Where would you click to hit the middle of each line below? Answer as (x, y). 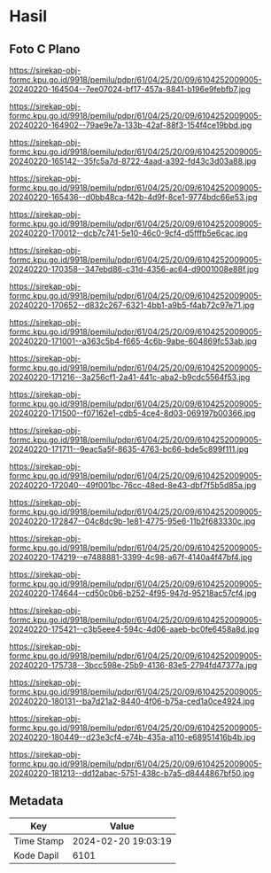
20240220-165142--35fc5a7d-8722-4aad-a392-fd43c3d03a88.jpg (133, 161)
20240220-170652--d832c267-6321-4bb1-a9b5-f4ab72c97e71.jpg (132, 305)
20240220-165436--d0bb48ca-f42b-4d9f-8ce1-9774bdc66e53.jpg (134, 197)
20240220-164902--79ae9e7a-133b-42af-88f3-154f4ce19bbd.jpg (131, 125)
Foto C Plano (45, 49)
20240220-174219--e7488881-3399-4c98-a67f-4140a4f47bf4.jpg (131, 557)
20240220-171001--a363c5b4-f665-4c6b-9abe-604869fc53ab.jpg (133, 341)
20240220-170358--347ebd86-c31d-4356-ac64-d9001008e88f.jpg (134, 269)
